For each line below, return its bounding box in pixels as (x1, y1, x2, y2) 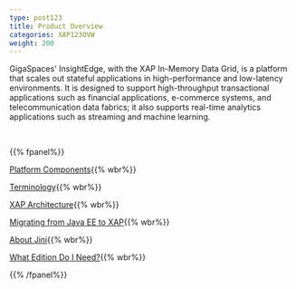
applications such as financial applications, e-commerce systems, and (9, 92, 272, 103)
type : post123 (9, 13, 63, 23)
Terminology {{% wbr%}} (9, 182, 102, 193)
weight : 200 (9, 38, 54, 48)
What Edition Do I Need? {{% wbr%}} (9, 252, 147, 263)
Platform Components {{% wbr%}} (9, 164, 138, 175)
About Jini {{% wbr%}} (9, 235, 93, 246)
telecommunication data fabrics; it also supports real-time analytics (9, 101, 261, 113)
